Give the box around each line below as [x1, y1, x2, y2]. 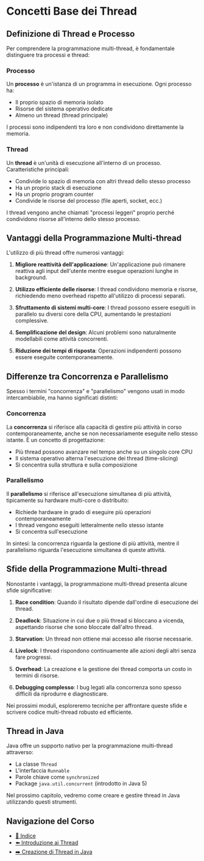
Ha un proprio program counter [15, 191, 94, 198]
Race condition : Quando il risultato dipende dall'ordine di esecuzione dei [15, 598, 199, 606]
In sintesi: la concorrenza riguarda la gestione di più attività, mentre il [6, 539, 180, 547]
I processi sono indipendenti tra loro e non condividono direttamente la [6, 123, 184, 131]
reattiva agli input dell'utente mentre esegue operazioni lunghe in [15, 267, 178, 275]
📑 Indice [15, 832, 37, 840]
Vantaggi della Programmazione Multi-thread [6, 233, 181, 243]
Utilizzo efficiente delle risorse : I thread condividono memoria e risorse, [15, 286, 198, 293]
